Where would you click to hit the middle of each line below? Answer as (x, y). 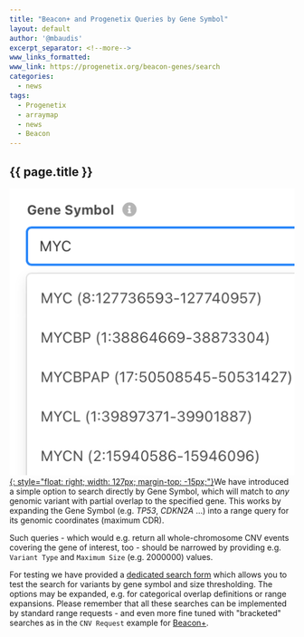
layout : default (40, 29)
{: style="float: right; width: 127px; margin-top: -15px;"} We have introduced (149, 481)
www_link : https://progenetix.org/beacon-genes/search (115, 67)
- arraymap (38, 115)
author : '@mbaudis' (46, 38)
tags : (19, 95)
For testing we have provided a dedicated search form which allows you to (148, 574)
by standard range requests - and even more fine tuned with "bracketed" (146, 613)
